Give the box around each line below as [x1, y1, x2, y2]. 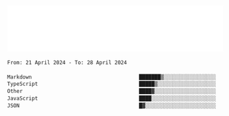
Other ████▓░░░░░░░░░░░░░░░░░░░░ [7, 88, 216, 95]
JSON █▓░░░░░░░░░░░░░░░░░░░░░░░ [7, 102, 216, 109]
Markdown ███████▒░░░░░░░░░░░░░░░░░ [7, 74, 216, 81]
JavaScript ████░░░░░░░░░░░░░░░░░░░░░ [7, 95, 216, 102]
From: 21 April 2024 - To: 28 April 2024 [7, 59, 128, 66]
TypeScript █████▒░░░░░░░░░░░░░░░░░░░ [7, 81, 216, 87]
